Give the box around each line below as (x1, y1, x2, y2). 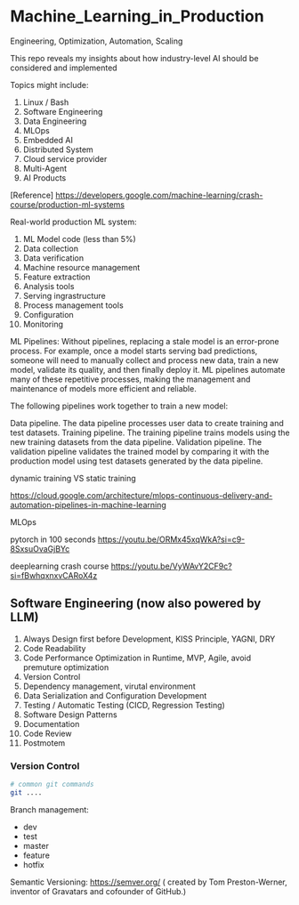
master (22, 840, 50, 851)
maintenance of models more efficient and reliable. (10, 383, 197, 393)
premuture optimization (22, 661, 109, 673)
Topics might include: (10, 79, 89, 90)
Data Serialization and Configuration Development (22, 690, 207, 700)
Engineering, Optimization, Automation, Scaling (10, 36, 183, 46)
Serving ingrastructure (22, 290, 106, 301)
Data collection (22, 243, 79, 254)
